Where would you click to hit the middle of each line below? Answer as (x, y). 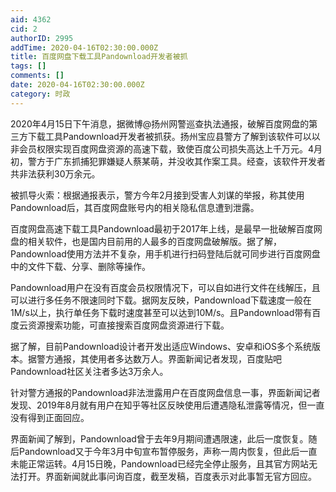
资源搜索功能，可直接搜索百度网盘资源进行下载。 (128, 325)
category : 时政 (40, 94)
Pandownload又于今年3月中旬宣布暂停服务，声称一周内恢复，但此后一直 (168, 451)
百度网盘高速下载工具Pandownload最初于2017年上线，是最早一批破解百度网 (166, 228)
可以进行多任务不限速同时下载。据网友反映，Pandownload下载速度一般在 (161, 300)
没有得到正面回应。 (50, 417)
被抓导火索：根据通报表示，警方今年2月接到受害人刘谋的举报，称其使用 (157, 195)
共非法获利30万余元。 (55, 173)
